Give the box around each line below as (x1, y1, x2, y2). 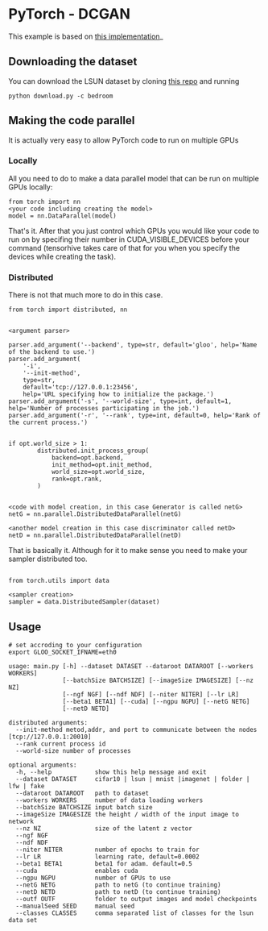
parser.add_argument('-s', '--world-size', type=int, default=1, (8, 397, 232, 405)
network (8, 817, 35, 825)
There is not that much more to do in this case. (8, 290, 163, 300)
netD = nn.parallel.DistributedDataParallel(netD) (8, 531, 182, 540)
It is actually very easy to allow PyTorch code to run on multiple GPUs (8, 135, 239, 145)
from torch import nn (8, 197, 81, 206)
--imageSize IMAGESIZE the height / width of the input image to (15, 810, 240, 818)
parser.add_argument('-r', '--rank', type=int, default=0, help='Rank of (8, 412, 262, 420)
